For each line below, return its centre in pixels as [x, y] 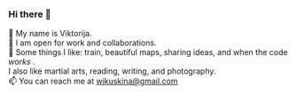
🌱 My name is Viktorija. [50, 34]
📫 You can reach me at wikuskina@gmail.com [93, 81]
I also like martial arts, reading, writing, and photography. [112, 71]
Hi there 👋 [30, 14]
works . [22, 62]
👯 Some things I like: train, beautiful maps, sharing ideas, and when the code [148, 52]
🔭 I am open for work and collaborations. [82, 43]
